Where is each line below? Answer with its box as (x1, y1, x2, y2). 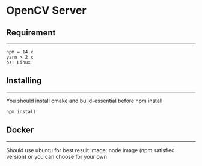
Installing (6, 76, 42, 86)
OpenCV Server (6, 4, 87, 17)
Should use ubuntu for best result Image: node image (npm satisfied (6, 146, 176, 153)
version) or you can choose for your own (6, 153, 107, 160)
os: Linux (6, 59, 31, 65)
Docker (6, 125, 34, 135)
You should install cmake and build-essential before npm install (6, 97, 163, 104)
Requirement (6, 28, 56, 38)
